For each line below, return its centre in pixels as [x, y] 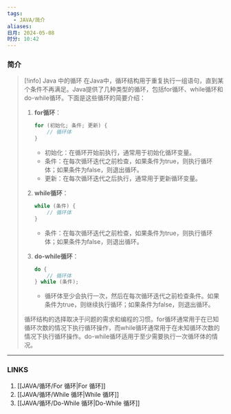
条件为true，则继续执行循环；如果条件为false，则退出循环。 [129, 304]
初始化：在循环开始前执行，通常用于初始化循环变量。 [120, 153]
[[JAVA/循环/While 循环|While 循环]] [68, 394]
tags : [15, 13]
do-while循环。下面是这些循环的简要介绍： [85, 98]
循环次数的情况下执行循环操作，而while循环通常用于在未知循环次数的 [122, 328]
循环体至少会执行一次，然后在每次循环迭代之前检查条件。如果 [132, 296]
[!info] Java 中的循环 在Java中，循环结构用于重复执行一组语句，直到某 [124, 81]
